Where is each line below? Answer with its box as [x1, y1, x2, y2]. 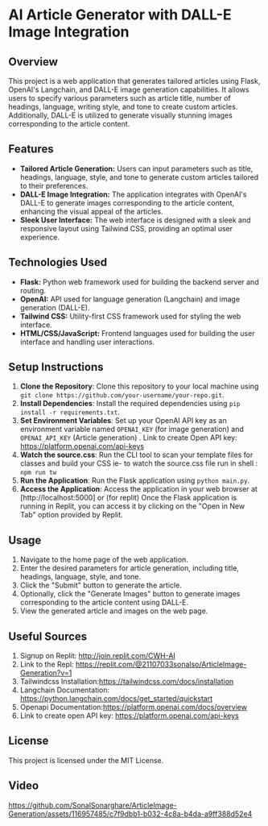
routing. [19, 285, 47, 295]
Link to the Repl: [19, 659, 74, 670]
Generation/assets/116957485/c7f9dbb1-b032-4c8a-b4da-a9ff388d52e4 [8, 808, 253, 819]
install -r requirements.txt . [19, 407, 121, 417]
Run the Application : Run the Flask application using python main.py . [19, 475, 250, 485]
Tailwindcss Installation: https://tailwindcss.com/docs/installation [19, 677, 234, 687]
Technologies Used [8, 255, 107, 269]
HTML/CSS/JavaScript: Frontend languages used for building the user [19, 328, 255, 338]
